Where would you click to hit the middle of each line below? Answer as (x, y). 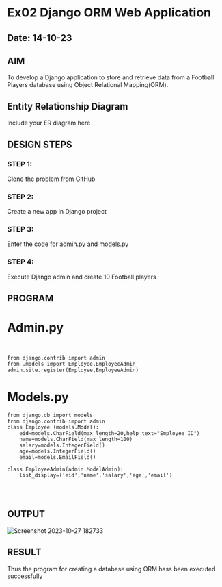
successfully (25, 576)
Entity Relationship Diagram (68, 107)
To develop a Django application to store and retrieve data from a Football (111, 77)
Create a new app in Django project (57, 212)
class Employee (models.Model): (53, 427)
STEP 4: (20, 262)
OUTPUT (26, 514)
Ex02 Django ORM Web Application (109, 13)
